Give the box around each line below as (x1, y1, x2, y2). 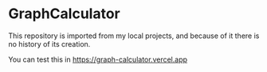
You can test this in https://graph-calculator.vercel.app (8, 55, 188, 64)
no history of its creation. (8, 39, 91, 48)
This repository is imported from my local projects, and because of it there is (8, 31, 260, 40)
